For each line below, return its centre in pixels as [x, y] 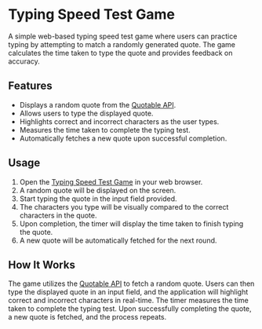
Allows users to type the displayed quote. [86, 113]
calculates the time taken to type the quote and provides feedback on [120, 53]
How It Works [42, 265]
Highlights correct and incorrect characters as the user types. [119, 121]
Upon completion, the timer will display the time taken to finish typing [131, 223]
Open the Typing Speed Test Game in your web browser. [111, 181]
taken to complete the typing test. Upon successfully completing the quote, [130, 309]
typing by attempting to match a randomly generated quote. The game [122, 44]
